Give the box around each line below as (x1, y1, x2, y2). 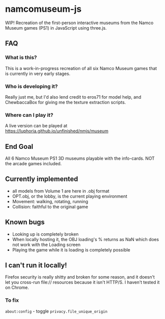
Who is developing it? (5, 83, 58, 90)
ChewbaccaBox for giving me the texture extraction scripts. (5, 99, 126, 105)
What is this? (5, 54, 37, 61)
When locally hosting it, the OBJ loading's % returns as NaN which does (12, 236, 159, 242)
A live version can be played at (5, 123, 67, 129)
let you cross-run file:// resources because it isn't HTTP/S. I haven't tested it (5, 280, 160, 285)
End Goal (5, 142, 33, 151)
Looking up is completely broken (12, 231, 79, 237)
